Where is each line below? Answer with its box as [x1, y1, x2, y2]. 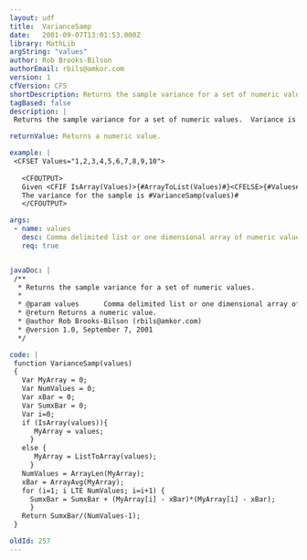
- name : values [13, 225, 71, 234]
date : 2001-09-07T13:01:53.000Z [9, 30, 142, 39]
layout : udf [9, 13, 55, 23]
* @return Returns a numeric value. [17, 308, 157, 318]
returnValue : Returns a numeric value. [9, 132, 162, 142]
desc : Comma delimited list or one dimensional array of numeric [21, 233, 276, 242]
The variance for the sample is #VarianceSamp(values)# [21, 191, 239, 200]
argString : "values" [9, 48, 89, 57]
